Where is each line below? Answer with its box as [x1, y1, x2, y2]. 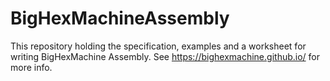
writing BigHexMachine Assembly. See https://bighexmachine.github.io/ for [10, 50, 320, 62]
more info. [10, 61, 53, 73]
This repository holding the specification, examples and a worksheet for [10, 40, 307, 52]
